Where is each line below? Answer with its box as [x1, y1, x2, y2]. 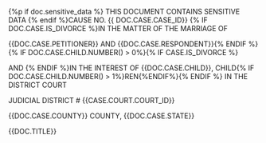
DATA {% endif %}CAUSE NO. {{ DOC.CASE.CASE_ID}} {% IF [8, 15, 209, 25]
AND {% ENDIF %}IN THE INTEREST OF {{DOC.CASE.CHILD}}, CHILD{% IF [8, 63, 255, 73]
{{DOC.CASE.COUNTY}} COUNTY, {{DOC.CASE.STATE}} [8, 111, 195, 121]
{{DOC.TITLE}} [8, 127, 57, 136]
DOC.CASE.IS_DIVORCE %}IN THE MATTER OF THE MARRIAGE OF [8, 24, 229, 33]
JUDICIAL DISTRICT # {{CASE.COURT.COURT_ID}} [8, 96, 175, 105]
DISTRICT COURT [8, 80, 68, 89]
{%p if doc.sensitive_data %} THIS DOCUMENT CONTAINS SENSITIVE [8, 7, 241, 16]
